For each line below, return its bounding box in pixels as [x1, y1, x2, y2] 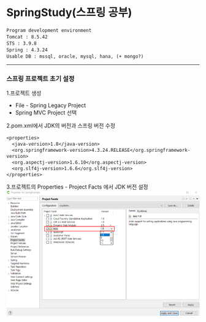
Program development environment [6, 27, 92, 34]
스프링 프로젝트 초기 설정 [6, 74, 75, 83]
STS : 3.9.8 [6, 40, 37, 47]
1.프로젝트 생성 [6, 89, 42, 97]
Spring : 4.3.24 [6, 47, 48, 53]
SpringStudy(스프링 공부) [6, 6, 132, 20]
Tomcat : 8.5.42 [6, 34, 48, 40]
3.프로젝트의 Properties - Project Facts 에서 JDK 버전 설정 [6, 183, 148, 190]
